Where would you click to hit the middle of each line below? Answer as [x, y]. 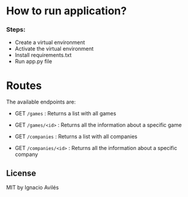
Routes [24, 85]
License [21, 173]
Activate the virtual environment [54, 49]
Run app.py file [33, 61]
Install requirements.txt [43, 55]
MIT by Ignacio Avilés [33, 187]
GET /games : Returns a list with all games [65, 114]
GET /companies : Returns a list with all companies [76, 137]
